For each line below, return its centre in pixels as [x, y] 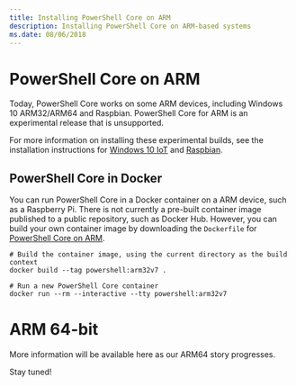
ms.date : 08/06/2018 [48, 34]
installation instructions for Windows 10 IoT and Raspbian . [116, 150]
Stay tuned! [31, 372]
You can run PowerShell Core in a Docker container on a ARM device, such [148, 200]
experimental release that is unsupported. [87, 123]
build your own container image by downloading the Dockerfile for [133, 229]
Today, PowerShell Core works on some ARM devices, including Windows [146, 103]
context [24, 263]
